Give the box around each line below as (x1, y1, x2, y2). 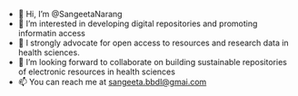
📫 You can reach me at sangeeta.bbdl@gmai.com (17, 77, 207, 87)
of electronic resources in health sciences (17, 66, 175, 77)
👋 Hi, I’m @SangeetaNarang (17, 9, 123, 19)
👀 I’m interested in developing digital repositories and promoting (17, 18, 258, 29)
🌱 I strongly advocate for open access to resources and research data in (17, 37, 289, 48)
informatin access (17, 28, 86, 38)
